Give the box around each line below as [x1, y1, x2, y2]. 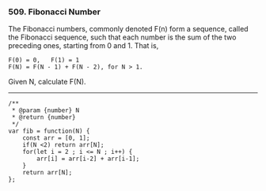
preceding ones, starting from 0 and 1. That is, [8, 41, 159, 51]
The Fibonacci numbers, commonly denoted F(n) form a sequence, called [8, 24, 249, 34]
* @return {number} [11, 114, 77, 122]
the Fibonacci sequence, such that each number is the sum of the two [8, 32, 237, 42]
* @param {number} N [11, 107, 80, 114]
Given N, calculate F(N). [8, 77, 86, 87]
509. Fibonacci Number [8, 6, 101, 17]
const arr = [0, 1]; [22, 134, 90, 142]
